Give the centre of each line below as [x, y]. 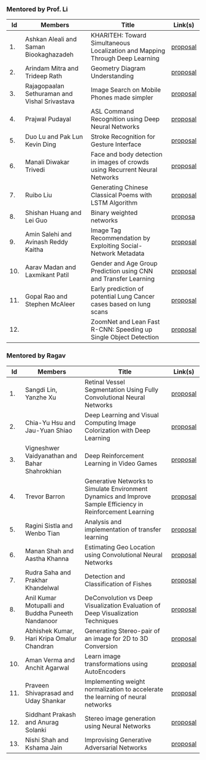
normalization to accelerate [124, 689]
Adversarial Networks [116, 747]
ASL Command [113, 111]
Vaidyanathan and [51, 455]
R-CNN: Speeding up [122, 329]
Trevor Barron [45, 496]
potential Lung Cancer [123, 297]
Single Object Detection [125, 337]
